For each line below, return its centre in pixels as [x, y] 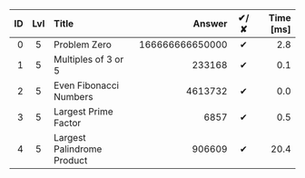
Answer [210, 24]
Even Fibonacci [86, 85]
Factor [67, 123]
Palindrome [78, 149]
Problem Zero [82, 44]
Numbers [73, 97]
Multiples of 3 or [89, 59]
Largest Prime [83, 111]
